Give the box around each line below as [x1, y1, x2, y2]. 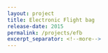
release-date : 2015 [7, 23, 64, 30]
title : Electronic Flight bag [7, 17, 95, 23]
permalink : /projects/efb [7, 29, 82, 36]
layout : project [7, 10, 54, 17]
